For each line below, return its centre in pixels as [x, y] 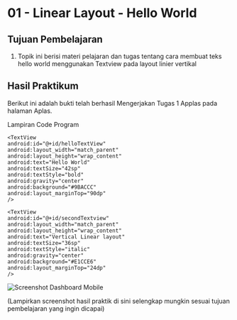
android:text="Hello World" [49, 162]
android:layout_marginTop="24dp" [57, 267]
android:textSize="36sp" [44, 243]
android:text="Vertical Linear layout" [66, 237]
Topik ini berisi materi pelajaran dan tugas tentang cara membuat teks [120, 56]
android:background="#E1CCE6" [52, 261]
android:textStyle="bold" [45, 175]
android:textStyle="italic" [49, 249]
